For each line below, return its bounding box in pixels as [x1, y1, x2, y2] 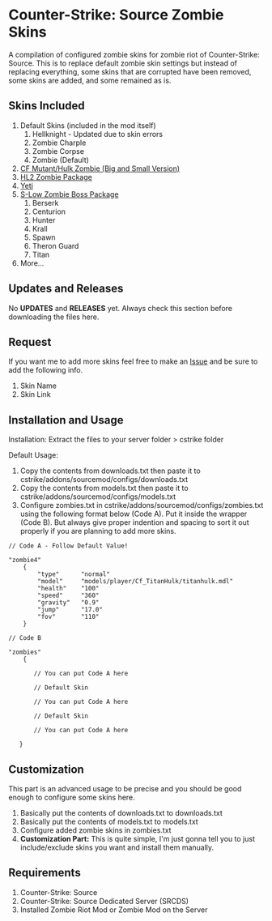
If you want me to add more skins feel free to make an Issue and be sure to [8, 356, 258, 366]
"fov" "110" [37, 613, 100, 621]
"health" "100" [37, 585, 100, 593]
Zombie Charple [32, 138, 87, 147]
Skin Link [19, 390, 51, 399]
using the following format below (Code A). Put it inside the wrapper [19, 509, 248, 519]
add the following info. [8, 365, 83, 375]
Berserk [32, 198, 59, 207]
